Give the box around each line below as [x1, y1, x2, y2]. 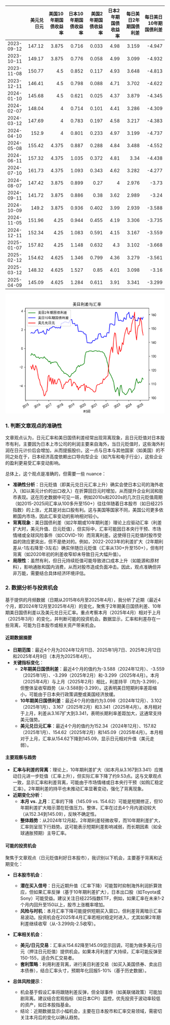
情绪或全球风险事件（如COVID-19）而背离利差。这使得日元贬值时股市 [12, 532, 158, 538]
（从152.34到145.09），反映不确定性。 [20, 811, 100, 817]
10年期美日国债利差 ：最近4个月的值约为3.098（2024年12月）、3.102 [20, 698, 162, 704]
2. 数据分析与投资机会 [5, 584, 58, 591]
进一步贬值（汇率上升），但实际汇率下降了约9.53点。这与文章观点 [26, 773, 162, 779]
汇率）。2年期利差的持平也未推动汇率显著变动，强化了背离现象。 [12, 786, 147, 791]
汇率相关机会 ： [12, 931, 44, 938]
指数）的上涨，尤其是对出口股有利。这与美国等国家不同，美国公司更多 [12, 507, 159, 513]
